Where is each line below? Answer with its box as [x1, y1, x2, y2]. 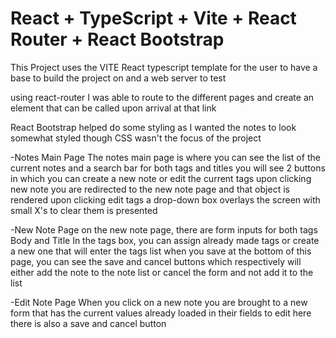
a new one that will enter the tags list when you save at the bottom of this [10, 245, 312, 257]
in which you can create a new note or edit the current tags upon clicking [10, 172, 312, 184]
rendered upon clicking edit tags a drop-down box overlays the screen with [10, 193, 321, 206]
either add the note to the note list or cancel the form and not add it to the [10, 266, 314, 278]
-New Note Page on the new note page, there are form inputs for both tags [10, 223, 318, 236]
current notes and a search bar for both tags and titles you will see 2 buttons [10, 162, 326, 174]
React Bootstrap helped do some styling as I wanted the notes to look [10, 121, 297, 133]
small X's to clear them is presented [10, 204, 158, 216]
